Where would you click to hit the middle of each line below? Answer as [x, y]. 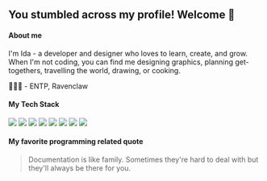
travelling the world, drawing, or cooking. [113, 70]
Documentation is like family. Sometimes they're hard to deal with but [143, 159]
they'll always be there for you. [79, 168]
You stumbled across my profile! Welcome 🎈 [122, 15]
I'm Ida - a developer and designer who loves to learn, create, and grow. [128, 53]
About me [25, 35]
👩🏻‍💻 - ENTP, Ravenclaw [48, 86]
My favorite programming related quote [76, 142]
